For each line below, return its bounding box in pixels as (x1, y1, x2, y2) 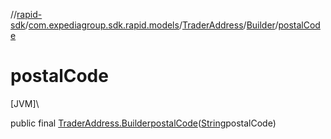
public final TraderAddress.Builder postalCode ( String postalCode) (10, 117, 277, 129)
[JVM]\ (10, 97, 40, 109)
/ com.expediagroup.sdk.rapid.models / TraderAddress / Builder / (24, 19, 279, 31)
